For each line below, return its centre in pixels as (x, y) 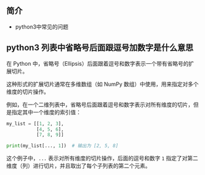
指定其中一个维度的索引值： (46, 112)
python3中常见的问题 (42, 27)
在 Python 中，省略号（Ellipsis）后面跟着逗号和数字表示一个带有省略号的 (98, 63)
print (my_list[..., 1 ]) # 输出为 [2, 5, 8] (63, 146)
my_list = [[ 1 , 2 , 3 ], (35, 123)
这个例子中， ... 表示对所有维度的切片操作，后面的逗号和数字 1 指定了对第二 (102, 158)
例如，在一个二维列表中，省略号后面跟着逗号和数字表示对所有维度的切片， (100, 105)
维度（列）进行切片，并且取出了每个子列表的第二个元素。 (78, 166)
